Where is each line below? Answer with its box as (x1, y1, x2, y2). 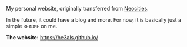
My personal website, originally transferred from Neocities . (6, 5, 149, 12)
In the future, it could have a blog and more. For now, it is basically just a (6, 16, 181, 23)
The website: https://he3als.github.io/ (6, 34, 99, 41)
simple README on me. (6, 23, 58, 29)
